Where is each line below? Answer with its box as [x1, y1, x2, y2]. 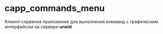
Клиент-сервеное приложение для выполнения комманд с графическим [4, 19, 159, 24]
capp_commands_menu [4, 3, 105, 14]
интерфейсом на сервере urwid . [4, 23, 73, 29]
